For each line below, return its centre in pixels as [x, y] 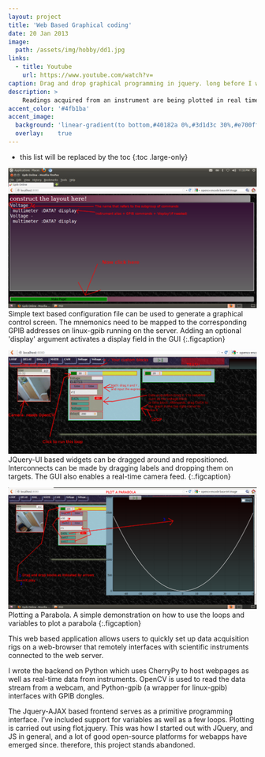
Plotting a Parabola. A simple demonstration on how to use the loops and [126, 615]
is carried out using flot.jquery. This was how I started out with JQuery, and [131, 729]
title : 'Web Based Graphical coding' [70, 25]
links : [19, 59]
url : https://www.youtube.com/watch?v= [88, 75]
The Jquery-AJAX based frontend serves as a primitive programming [120, 711]
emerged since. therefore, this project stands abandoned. [102, 745]
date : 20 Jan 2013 [38, 33]
